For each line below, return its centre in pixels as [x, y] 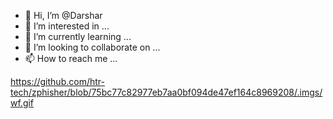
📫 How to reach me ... [71, 58]
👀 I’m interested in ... [67, 26]
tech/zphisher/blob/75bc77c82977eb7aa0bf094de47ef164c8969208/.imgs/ [166, 92]
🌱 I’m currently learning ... [78, 36]
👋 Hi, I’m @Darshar [63, 15]
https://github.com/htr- [57, 81]
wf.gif [22, 103]
